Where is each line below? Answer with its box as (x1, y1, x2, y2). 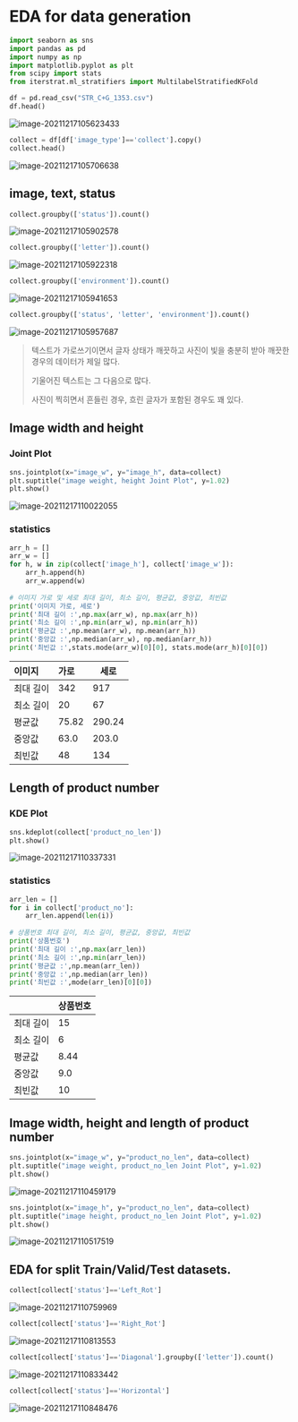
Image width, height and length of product (9, 1115, 250, 1130)
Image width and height (9, 421, 144, 436)
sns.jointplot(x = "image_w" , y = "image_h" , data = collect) (9, 467, 222, 476)
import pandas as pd (9, 44, 87, 53)
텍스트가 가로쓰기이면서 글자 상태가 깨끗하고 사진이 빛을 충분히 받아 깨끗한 (30, 345, 290, 355)
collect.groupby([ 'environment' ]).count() (9, 277, 170, 286)
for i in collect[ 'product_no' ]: (9, 903, 134, 912)
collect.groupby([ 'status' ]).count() (9, 210, 150, 218)
